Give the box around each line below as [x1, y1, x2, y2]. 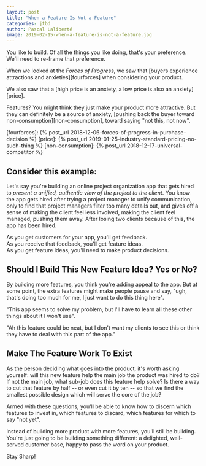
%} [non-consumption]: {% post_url [35, 142, 126, 149]
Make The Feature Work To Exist [6, 348, 133, 359]
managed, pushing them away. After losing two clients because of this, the [6, 215, 195, 222]
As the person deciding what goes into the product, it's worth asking [6, 365, 180, 372]
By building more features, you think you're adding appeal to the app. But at [6, 281, 198, 288]
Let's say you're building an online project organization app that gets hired [6, 182, 194, 190]
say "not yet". [6, 416, 41, 423]
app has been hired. [6, 222, 57, 229]
